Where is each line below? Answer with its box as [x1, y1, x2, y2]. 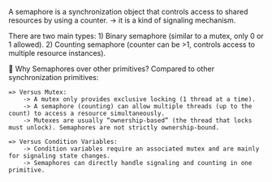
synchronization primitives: [8, 73, 99, 82]
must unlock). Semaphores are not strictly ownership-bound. [8, 124, 220, 132]
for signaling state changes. [8, 152, 111, 160]
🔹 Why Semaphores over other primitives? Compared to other [8, 64, 215, 74]
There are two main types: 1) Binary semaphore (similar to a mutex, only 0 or [8, 32, 264, 40]
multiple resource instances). [8, 49, 106, 57]
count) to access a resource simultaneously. [8, 109, 165, 117]
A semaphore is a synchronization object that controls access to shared [8, 7, 248, 16]
